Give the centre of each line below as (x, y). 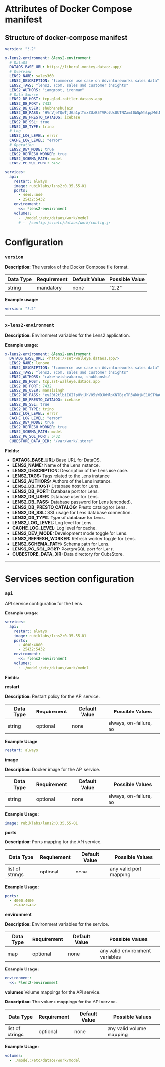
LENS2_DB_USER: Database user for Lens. (55, 496)
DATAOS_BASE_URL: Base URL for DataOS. (56, 460)
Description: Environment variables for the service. (57, 924)
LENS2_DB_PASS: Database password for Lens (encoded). (72, 502)
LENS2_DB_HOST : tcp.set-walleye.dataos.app (55, 382)
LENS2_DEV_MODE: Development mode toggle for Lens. (70, 533)
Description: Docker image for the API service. (53, 769)
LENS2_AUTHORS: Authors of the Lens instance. (62, 481)
